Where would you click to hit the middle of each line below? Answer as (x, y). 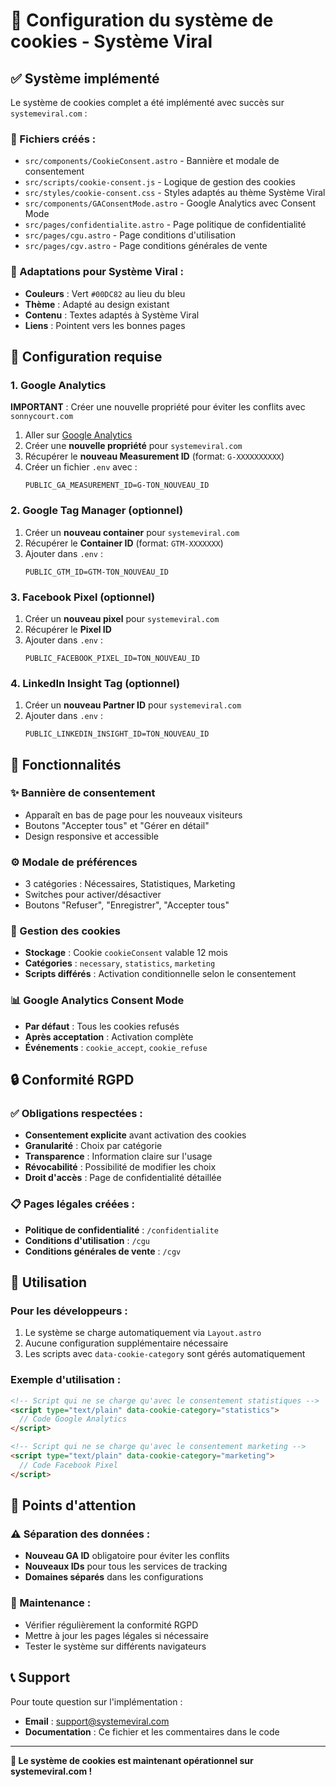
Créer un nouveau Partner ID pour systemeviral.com (133, 705)
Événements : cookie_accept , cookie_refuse (116, 1047)
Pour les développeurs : (69, 1311)
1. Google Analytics (58, 385)
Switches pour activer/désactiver (93, 895)
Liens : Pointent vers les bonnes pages (105, 325)
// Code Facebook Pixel (68, 1465)
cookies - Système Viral (111, 41)
